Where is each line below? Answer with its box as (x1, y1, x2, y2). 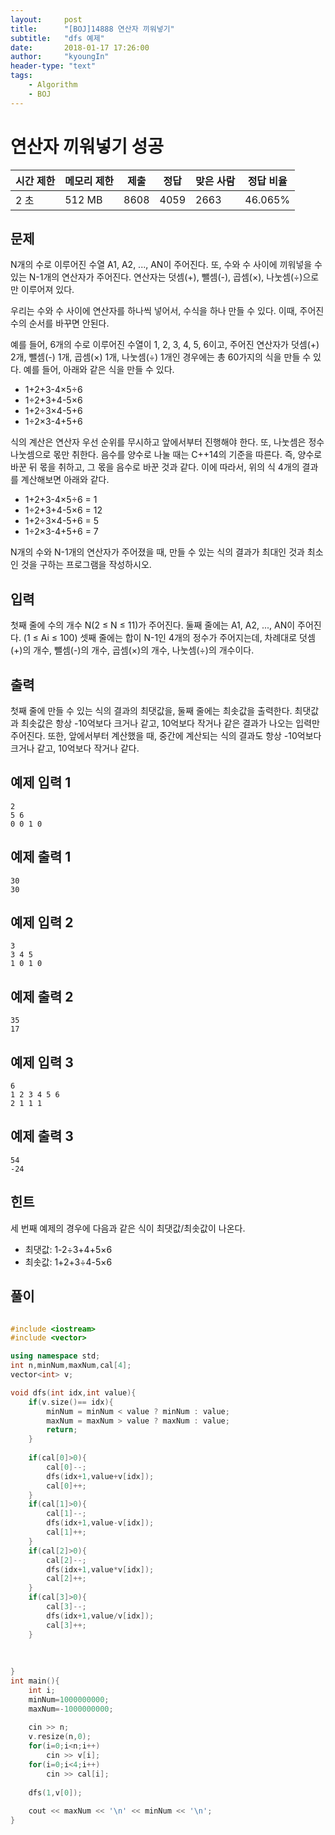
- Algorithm (28, 80, 78, 90)
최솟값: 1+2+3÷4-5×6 (24, 1256, 113, 1268)
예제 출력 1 (10, 849, 72, 866)
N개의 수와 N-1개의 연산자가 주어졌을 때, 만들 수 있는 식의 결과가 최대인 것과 (10, 546, 305, 558)
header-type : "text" (10, 61, 97, 71)
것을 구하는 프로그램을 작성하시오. (20, 559, 152, 571)
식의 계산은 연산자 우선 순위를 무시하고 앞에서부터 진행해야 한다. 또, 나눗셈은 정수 (10, 436, 325, 448)
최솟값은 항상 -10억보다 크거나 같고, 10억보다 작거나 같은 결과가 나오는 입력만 (20, 717, 320, 729)
